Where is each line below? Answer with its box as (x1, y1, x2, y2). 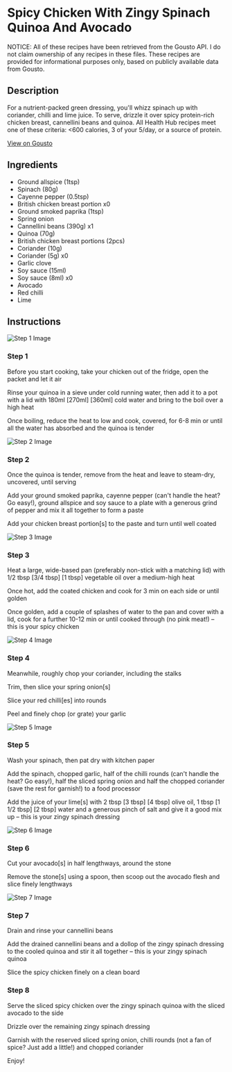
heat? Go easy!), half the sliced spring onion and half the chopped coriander (7, 777, 225, 785)
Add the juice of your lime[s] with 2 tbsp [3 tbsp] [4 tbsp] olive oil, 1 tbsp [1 (7, 798, 220, 806)
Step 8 (7, 985, 30, 995)
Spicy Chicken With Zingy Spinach (7, 5, 211, 21)
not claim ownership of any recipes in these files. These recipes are (7, 50, 201, 58)
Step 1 (7, 352, 28, 361)
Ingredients (7, 159, 58, 171)
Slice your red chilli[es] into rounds (7, 696, 107, 704)
